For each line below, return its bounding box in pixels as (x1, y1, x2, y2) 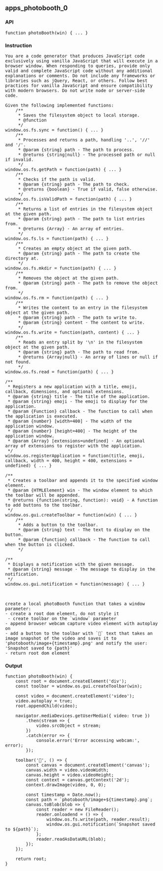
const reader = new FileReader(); (36, 807, 119, 812)
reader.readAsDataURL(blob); (36, 836, 107, 842)
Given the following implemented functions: (5, 102, 114, 108)
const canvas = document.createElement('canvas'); (26, 762, 151, 768)
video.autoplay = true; (15, 698, 73, 704)
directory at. (5, 255, 39, 261)
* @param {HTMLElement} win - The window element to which (7, 487, 153, 493)
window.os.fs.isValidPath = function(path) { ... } (5, 196, 133, 202)
